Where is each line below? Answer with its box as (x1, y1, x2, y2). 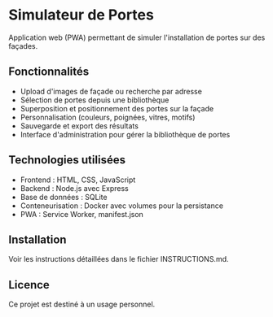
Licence (8, 278, 51, 292)
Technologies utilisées (8, 153, 126, 167)
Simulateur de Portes (8, 6, 155, 24)
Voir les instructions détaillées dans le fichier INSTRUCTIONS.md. (8, 254, 230, 264)
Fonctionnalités (8, 65, 90, 79)
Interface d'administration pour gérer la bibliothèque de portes (20, 129, 231, 139)
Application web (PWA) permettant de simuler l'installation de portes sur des (8, 33, 266, 42)
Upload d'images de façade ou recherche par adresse (20, 86, 202, 96)
